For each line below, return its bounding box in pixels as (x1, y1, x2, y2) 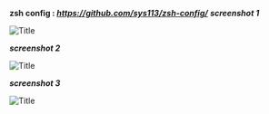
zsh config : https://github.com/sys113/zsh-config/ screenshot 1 (9, 8, 260, 18)
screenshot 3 (9, 78, 61, 89)
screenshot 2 (9, 43, 61, 53)
